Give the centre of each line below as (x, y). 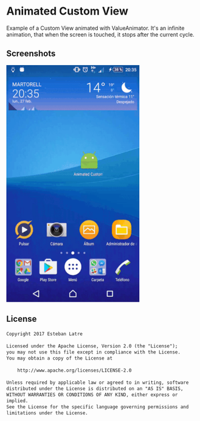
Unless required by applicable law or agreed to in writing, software (98, 382)
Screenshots (31, 54)
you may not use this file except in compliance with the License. (94, 352)
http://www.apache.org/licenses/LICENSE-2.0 (74, 370)
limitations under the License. (47, 413)
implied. (17, 401)
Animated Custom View (67, 11)
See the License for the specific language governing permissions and (98, 407)
